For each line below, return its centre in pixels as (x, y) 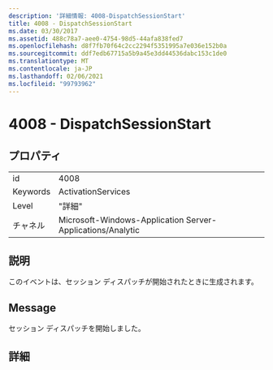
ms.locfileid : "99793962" (52, 84)
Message (32, 308)
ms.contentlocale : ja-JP (50, 69)
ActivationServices (94, 191)
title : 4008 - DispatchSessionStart (70, 24)
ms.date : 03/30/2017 (43, 31)
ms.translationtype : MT (49, 62)
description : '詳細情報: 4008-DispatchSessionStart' (97, 16)
